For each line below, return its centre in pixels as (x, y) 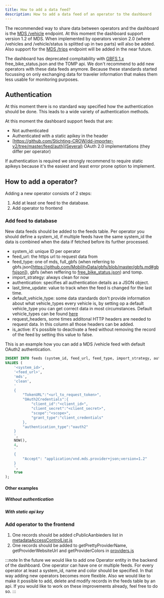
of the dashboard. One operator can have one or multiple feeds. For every (79, 565)
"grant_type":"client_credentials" (67, 418)
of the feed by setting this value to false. (53, 335)
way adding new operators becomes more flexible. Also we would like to (78, 576)
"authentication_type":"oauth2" (56, 427)
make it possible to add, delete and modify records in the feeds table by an (80, 581)
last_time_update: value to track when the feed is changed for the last (82, 288)
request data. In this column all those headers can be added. (73, 324)
